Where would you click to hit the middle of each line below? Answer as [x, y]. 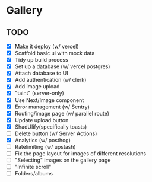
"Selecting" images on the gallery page [63, 160]
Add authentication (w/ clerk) [50, 80]
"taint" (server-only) [39, 93]
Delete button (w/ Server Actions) [56, 133]
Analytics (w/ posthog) [43, 140]
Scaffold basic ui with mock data [55, 53]
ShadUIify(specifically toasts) [51, 127]
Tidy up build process [41, 60]
